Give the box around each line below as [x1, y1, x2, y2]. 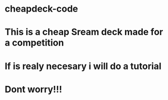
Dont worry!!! [5, 83, 62, 95]
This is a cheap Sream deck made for [5, 26, 163, 38]
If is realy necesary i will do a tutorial [5, 60, 161, 72]
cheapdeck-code [5, 3, 78, 15]
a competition [5, 37, 64, 49]
